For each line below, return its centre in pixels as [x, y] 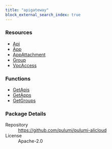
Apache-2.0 [31, 141]
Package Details [26, 114]
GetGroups [24, 101]
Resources [19, 33]
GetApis [21, 90]
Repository [17, 125]
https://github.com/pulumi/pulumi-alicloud [62, 130]
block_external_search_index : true [43, 15]
